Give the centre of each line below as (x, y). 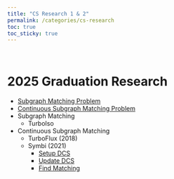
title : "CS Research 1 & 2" (48, 14)
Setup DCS (54, 153)
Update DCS (56, 161)
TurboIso (41, 124)
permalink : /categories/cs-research (61, 20)
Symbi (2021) (47, 146)
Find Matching (59, 168)
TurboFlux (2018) (53, 138)
